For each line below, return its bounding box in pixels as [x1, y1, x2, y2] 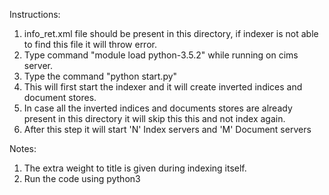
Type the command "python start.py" [23, 70, 178, 82]
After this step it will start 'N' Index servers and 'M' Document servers [23, 124, 312, 135]
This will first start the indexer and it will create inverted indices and [23, 81, 303, 93]
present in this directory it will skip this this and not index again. [23, 113, 286, 124]
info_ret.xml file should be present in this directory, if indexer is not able [23, 28, 319, 39]
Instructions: [9, 9, 61, 20]
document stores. [23, 92, 97, 103]
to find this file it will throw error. [23, 39, 157, 50]
